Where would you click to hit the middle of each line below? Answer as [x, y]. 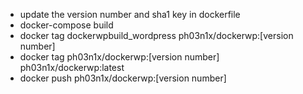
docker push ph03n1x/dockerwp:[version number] [123, 78]
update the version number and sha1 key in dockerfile [130, 14]
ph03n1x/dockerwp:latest [72, 67]
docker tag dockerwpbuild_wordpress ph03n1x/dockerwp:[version [156, 35]
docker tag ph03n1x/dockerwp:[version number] [119, 57]
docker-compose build [66, 25]
